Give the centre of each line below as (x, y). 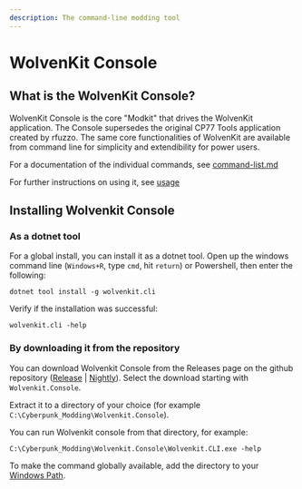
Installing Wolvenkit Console (92, 211)
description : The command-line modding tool (95, 18)
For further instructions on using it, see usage (94, 181)
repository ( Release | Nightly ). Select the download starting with (129, 377)
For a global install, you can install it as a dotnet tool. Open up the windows (149, 256)
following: (28, 275)
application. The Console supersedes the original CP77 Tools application (145, 127)
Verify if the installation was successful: (84, 308)
